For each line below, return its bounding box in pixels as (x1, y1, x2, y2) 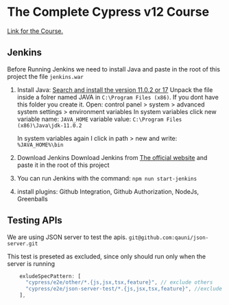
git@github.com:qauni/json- (128, 234, 209, 241)
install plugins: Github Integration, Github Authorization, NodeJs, (16, 187, 200, 196)
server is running (7, 259, 56, 268)
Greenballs (16, 194, 48, 203)
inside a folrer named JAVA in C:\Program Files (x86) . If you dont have (16, 93, 219, 101)
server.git (7, 240, 38, 247)
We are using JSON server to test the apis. (7, 233, 128, 241)
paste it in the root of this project (16, 161, 110, 169)
